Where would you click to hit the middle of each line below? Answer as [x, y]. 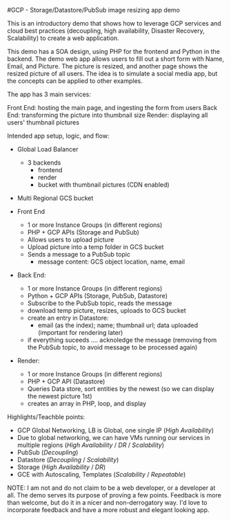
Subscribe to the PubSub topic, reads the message [100, 303]
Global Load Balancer [48, 149]
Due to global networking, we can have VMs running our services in [113, 438]
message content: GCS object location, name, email [111, 262]
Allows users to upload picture [71, 239]
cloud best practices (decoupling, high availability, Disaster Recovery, [106, 31]
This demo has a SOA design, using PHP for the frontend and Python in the [114, 52]
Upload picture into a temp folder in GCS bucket [96, 247]
